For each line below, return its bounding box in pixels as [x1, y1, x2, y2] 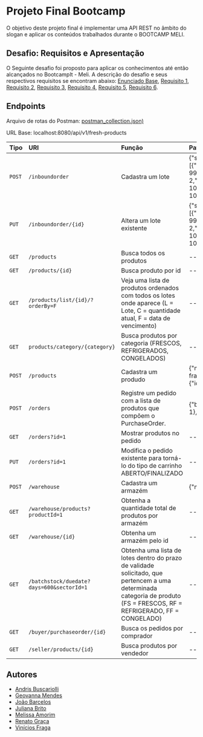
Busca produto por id [121, 266, 181, 275]
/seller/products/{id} [28, 646, 94, 653]
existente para [121, 454, 162, 462]
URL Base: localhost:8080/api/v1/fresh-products [6, 129, 127, 136]
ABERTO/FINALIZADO [121, 469, 183, 477]
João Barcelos [14, 698, 51, 706]
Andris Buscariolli [14, 686, 59, 693]
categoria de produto [121, 591, 181, 600]
